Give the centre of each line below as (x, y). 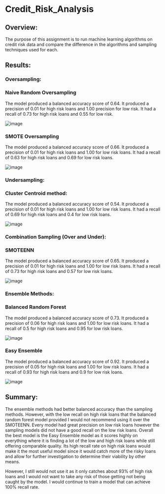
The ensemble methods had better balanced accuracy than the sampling (79, 409)
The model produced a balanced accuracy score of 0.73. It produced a (77, 318)
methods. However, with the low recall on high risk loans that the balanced (81, 414)
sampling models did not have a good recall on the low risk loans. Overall (79, 430)
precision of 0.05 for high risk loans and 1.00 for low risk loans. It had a (77, 366)
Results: (18, 65)
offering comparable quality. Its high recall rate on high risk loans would (78, 446)
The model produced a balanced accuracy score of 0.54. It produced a (77, 204)
